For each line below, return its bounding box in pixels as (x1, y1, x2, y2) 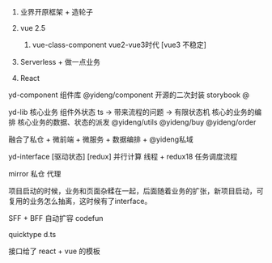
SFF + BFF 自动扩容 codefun (8, 214, 104, 223)
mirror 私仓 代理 (8, 169, 62, 178)
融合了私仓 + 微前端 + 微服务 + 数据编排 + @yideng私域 (8, 134, 193, 144)
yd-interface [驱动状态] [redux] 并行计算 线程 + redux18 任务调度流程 (8, 152, 238, 161)
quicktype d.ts (8, 230, 57, 239)
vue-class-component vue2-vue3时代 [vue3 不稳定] (32, 40, 206, 49)
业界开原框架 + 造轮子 (19, 7, 93, 16)
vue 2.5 (19, 23, 46, 32)
